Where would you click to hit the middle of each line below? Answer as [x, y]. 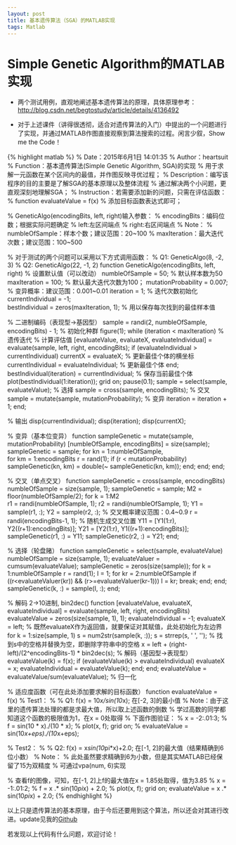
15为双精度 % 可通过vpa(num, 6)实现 [73, 766]
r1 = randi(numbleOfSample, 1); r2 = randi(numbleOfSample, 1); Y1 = [105, 504]
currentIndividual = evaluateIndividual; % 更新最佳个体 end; [93, 365]
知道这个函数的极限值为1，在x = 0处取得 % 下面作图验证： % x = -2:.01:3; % [117, 718]
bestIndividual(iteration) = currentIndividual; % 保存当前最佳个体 [100, 374]
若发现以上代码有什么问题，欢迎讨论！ [63, 834]
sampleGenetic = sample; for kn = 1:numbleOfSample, [85, 451]
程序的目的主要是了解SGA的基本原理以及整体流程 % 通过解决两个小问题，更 [117, 183]
